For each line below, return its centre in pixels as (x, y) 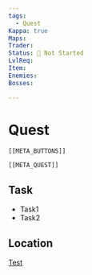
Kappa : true (28, 31)
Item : (17, 68)
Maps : (17, 38)
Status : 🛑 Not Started (46, 53)
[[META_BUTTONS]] (37, 151)
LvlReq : (21, 61)
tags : (17, 16)
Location (31, 243)
